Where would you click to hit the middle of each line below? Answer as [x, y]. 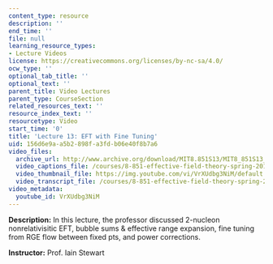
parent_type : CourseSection [56, 99]
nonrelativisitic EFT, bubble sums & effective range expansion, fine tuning [131, 228]
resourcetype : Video [43, 121]
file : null [27, 38]
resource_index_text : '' [50, 114]
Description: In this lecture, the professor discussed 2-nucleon [114, 219]
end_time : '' [30, 31]
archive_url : [38, 159]
